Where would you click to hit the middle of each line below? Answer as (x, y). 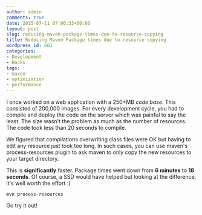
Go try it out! (22, 205)
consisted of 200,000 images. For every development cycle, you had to (95, 108)
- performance (24, 85)
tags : (13, 68)
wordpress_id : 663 (29, 46)
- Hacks (16, 62)
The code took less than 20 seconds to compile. (66, 128)
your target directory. (33, 159)
